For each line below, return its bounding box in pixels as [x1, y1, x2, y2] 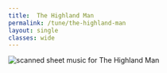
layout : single [8, 26, 59, 34]
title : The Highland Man [8, 11, 94, 20]
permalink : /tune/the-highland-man [8, 19, 126, 27]
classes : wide [8, 33, 56, 42]
